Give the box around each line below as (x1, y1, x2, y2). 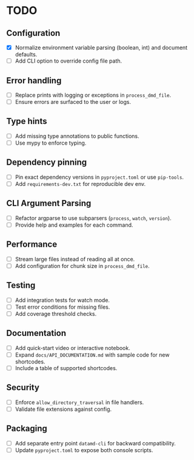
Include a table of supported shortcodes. (15, 364, 118, 371)
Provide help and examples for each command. (15, 221, 133, 228)
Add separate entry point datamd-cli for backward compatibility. (15, 439, 176, 447)
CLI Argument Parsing (6, 198, 92, 208)
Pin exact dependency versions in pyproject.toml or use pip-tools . (15, 173, 184, 180)
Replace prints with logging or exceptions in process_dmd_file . (15, 91, 172, 98)
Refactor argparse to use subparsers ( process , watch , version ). (15, 214, 172, 222)
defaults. (15, 51, 38, 58)
